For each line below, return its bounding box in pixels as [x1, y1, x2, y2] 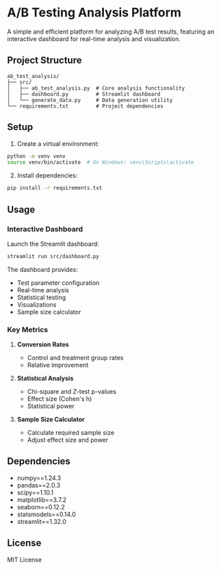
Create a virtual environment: [16, 139, 99, 148]
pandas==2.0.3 [16, 481, 60, 489]
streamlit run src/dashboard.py [7, 253, 99, 260]
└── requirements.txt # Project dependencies [7, 103, 164, 110]
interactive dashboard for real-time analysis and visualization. [7, 34, 181, 42]
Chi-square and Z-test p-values [27, 388, 116, 396]
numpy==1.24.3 [16, 474, 62, 482]
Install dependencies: [16, 171, 78, 179]
